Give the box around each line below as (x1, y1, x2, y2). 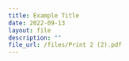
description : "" (8, 33, 62, 42)
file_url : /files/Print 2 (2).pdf (8, 41, 123, 49)
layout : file (8, 26, 51, 34)
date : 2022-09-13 (8, 19, 66, 27)
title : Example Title (8, 11, 80, 20)
